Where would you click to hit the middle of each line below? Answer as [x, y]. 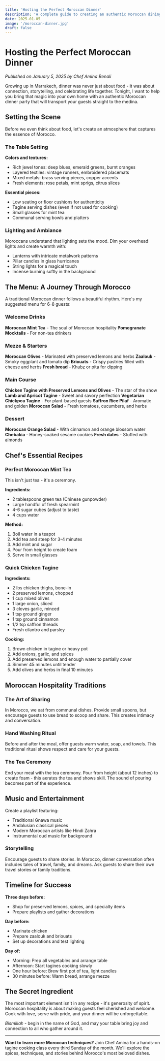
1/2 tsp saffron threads [35, 625]
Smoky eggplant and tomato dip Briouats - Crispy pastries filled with [75, 361]
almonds [14, 440]
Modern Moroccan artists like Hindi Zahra [54, 831]
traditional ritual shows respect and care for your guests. [62, 749]
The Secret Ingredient [39, 992]
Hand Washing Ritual [31, 733]
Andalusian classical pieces [40, 825]
